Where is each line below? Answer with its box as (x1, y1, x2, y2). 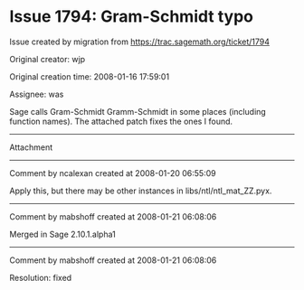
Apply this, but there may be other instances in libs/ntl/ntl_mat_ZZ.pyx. (9, 185, 272, 196)
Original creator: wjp (9, 53, 86, 64)
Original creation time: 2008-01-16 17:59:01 (9, 70, 170, 82)
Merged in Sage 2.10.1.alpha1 (9, 229, 116, 239)
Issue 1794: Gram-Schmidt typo (9, 6, 253, 27)
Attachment (9, 142, 53, 153)
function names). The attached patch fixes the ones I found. (9, 116, 233, 126)
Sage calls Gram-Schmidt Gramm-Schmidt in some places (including (9, 106, 267, 117)
